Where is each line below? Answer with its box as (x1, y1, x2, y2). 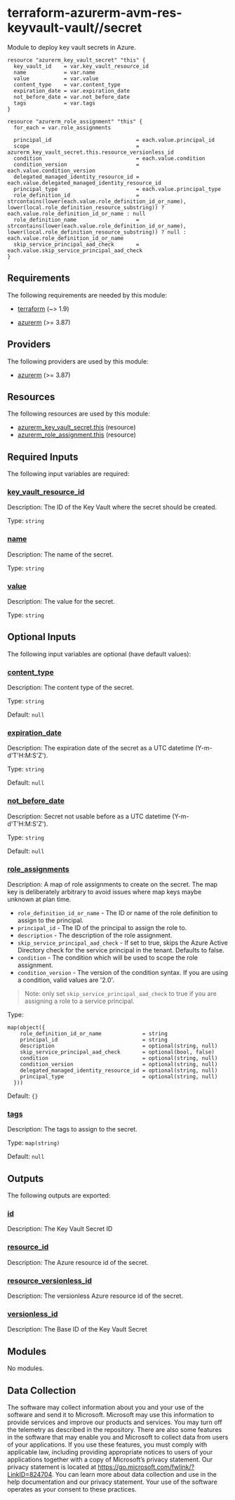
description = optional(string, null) (20, 1042, 218, 1050)
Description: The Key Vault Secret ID (7, 1225, 113, 1233)
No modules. (7, 1364, 44, 1373)
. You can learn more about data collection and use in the (51, 1471, 217, 1478)
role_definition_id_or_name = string (20, 1030, 168, 1037)
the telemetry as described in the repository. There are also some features (7, 1426, 222, 1433)
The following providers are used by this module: (7, 357, 149, 366)
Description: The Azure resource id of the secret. (7, 1258, 149, 1266)
